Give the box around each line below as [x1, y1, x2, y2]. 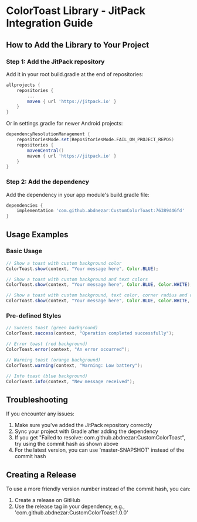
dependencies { [6, 202, 43, 209]
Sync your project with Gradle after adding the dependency [14, 428, 158, 435]
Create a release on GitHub [14, 497, 81, 504]
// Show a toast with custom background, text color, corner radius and [6, 292, 188, 298]
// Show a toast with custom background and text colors [6, 277, 148, 282]
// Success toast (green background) [6, 325, 98, 331]
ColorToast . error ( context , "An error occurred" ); [6, 347, 130, 353]
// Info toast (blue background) [6, 373, 88, 379]
